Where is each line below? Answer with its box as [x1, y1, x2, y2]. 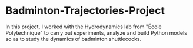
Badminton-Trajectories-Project [5, 4, 165, 17]
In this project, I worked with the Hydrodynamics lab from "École [5, 23, 162, 30]
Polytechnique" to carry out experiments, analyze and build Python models [5, 29, 188, 36]
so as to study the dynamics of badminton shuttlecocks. [5, 35, 142, 42]
